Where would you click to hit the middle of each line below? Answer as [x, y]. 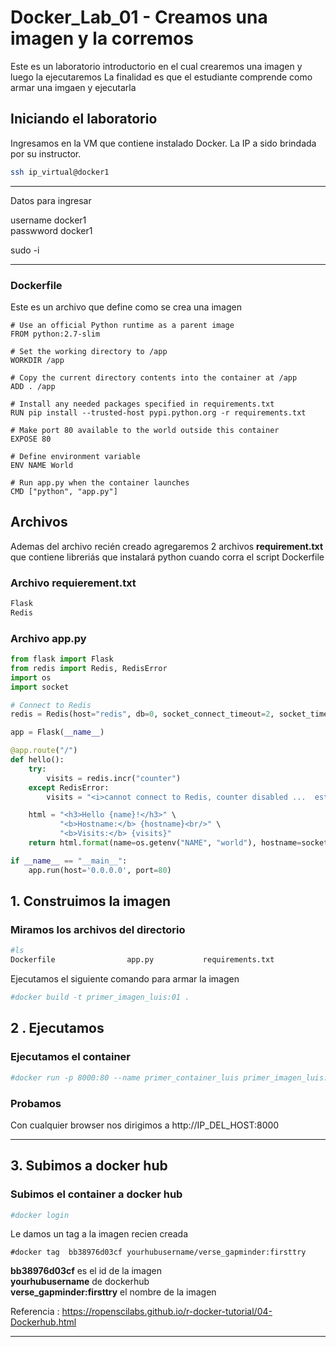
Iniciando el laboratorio [84, 119]
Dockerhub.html [43, 1322]
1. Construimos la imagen [91, 901]
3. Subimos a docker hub [89, 1166]
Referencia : [35, 1312]
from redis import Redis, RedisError [89, 668]
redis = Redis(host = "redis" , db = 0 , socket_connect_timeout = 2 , [142, 714]
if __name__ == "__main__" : [69, 861]
